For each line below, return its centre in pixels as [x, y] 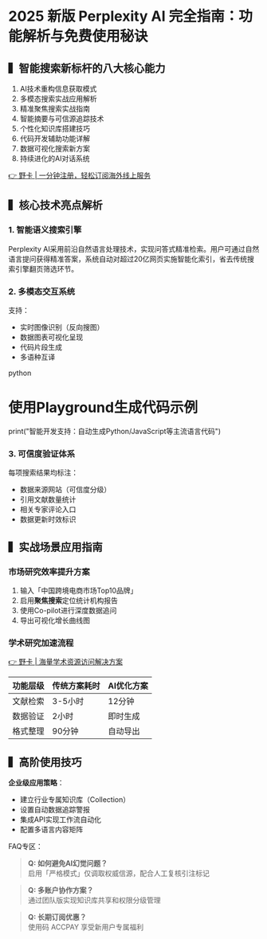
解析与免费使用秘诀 [86, 36]
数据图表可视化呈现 [51, 337]
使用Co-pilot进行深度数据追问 [68, 610]
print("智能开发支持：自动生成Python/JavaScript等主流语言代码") [115, 431]
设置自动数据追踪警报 [55, 810]
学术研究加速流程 [41, 643]
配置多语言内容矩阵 [51, 830]
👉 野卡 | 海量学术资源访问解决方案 [66, 662]
